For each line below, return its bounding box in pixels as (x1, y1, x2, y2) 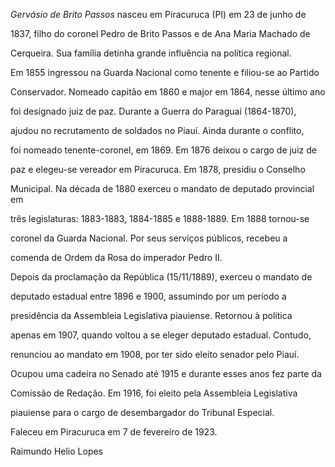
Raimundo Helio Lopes (10, 445, 104, 457)
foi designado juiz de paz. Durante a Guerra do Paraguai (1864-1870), (10, 105, 297, 117)
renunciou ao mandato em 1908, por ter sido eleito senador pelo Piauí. (10, 349, 300, 360)
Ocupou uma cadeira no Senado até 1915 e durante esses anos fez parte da (10, 368, 322, 379)
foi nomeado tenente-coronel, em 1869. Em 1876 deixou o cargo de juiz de (10, 144, 317, 156)
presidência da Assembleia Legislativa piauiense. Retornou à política (10, 310, 293, 321)
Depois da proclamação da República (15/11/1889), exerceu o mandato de (10, 271, 313, 283)
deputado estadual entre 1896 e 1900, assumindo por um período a (10, 290, 287, 302)
